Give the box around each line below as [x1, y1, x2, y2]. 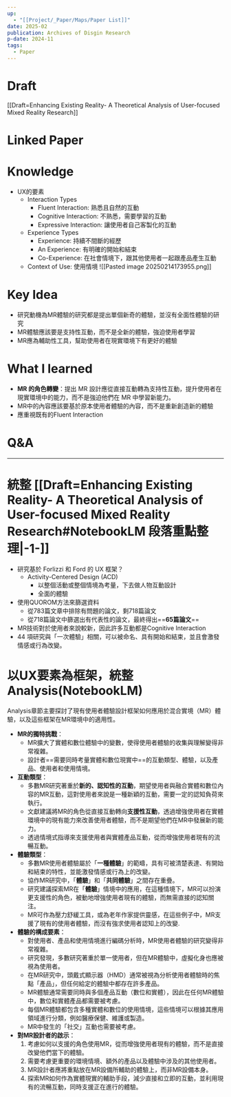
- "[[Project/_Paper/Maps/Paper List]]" [13, 17, 131, 23]
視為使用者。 [27, 962, 64, 970]
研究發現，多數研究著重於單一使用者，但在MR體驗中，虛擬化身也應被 [27, 953, 224, 961]
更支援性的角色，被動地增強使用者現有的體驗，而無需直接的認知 [27, 893, 208, 901]
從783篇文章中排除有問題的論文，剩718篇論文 [27, 607, 157, 615]
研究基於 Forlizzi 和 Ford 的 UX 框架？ [16, 565, 124, 573]
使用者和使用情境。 [39, 764, 94, 772]
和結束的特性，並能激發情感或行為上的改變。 [27, 867, 155, 875]
